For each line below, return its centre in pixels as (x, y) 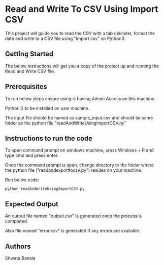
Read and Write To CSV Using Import (82, 9)
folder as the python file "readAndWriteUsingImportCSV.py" (66, 123)
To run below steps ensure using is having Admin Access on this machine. (81, 98)
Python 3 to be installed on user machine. (47, 108)
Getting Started (29, 54)
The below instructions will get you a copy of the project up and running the (82, 66)
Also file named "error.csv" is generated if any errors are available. (73, 231)
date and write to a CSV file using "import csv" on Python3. (65, 38)
